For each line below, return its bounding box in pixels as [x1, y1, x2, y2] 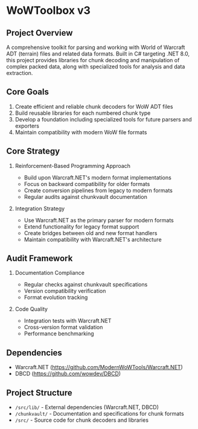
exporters [14, 122, 40, 129]
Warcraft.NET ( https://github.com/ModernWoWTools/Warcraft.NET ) [14, 364, 183, 371]
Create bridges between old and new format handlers [24, 229, 158, 236]
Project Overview [6, 28, 73, 38]
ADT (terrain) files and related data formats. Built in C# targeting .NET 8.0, [6, 50, 190, 57]
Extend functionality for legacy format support [24, 223, 139, 230]
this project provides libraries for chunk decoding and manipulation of [6, 57, 180, 63]
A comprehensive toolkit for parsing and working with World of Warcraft [6, 44, 185, 51]
